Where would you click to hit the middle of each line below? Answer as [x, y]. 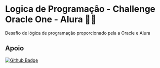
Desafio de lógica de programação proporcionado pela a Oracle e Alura [78, 33]
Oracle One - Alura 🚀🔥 [51, 19]
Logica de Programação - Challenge [80, 9]
